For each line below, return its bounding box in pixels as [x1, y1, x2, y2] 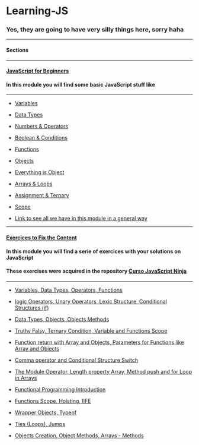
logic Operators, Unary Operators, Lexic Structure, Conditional [14, 298, 168, 305]
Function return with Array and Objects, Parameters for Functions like [14, 339, 184, 346]
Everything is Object [14, 169, 65, 176]
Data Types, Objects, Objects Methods [14, 315, 110, 323]
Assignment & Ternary [14, 192, 69, 199]
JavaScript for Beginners [6, 67, 69, 75]
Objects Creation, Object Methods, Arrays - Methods [14, 432, 144, 439]
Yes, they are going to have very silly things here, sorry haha [6, 26, 184, 34]
